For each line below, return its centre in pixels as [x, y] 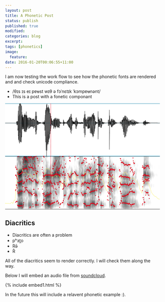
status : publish [22, 21]
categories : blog [23, 36]
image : [12, 52]
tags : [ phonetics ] [24, 47]
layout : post [18, 10]
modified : [15, 31]
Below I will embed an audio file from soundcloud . [56, 275]
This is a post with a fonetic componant [52, 97]
